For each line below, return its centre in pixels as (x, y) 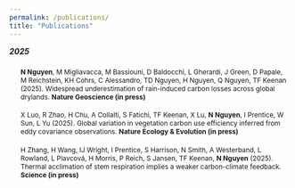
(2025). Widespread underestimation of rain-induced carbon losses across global (148, 89)
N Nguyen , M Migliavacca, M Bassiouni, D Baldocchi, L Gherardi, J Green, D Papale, (152, 72)
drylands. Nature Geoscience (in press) (83, 97)
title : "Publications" (51, 26)
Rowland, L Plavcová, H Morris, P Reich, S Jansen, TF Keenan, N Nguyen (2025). (147, 158)
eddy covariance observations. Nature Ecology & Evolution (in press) (130, 131)
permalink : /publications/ (59, 17)
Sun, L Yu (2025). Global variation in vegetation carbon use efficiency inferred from (151, 123)
